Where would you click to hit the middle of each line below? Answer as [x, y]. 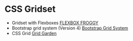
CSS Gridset [30, 9]
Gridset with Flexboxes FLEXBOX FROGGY [55, 23]
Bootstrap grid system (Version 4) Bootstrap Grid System [70, 28]
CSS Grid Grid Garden [34, 33]
